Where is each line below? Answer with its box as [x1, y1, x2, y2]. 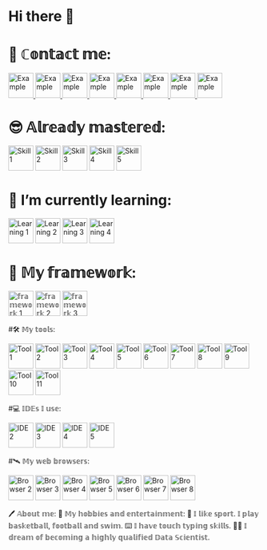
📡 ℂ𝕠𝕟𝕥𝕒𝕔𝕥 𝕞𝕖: [8, 46, 112, 63]
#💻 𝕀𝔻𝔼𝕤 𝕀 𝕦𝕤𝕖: [8, 403, 62, 413]
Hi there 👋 [8, 7, 74, 26]
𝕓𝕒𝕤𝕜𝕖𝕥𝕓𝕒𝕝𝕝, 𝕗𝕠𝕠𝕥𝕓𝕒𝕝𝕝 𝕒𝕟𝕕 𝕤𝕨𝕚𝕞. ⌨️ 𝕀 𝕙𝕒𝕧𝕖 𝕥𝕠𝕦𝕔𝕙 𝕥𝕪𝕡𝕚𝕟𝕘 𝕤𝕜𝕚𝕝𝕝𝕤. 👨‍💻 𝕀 [8, 520, 248, 530]
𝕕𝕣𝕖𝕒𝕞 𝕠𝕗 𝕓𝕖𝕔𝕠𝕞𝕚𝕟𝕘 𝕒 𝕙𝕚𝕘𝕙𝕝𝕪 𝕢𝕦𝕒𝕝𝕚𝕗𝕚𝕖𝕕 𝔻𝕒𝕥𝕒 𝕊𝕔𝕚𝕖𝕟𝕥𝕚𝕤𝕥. [8, 532, 210, 542]
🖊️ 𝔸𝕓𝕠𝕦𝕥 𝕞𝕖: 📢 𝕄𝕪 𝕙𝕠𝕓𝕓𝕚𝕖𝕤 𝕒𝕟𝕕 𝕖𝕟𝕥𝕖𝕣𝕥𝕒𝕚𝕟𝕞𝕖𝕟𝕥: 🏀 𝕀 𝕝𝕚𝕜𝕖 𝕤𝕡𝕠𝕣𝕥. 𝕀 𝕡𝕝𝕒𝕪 [8, 508, 260, 518]
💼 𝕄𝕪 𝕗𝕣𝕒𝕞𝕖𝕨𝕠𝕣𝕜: [8, 264, 137, 282]
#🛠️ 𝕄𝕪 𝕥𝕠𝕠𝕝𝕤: [8, 324, 56, 334]
